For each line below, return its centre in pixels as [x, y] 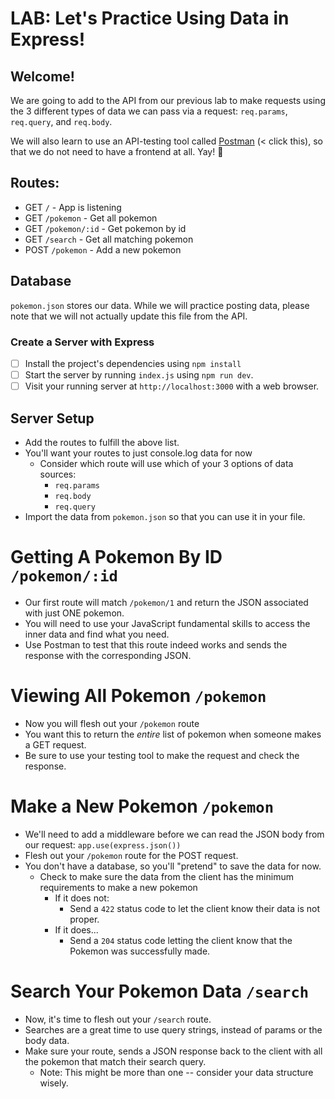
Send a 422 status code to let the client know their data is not [194, 908]
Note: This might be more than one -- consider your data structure [176, 1072]
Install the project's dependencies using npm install [133, 363]
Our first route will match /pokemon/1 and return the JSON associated [166, 602]
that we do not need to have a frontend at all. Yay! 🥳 [117, 151]
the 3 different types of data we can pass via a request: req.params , [149, 111]
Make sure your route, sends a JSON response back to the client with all [173, 1051]
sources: [58, 474]
